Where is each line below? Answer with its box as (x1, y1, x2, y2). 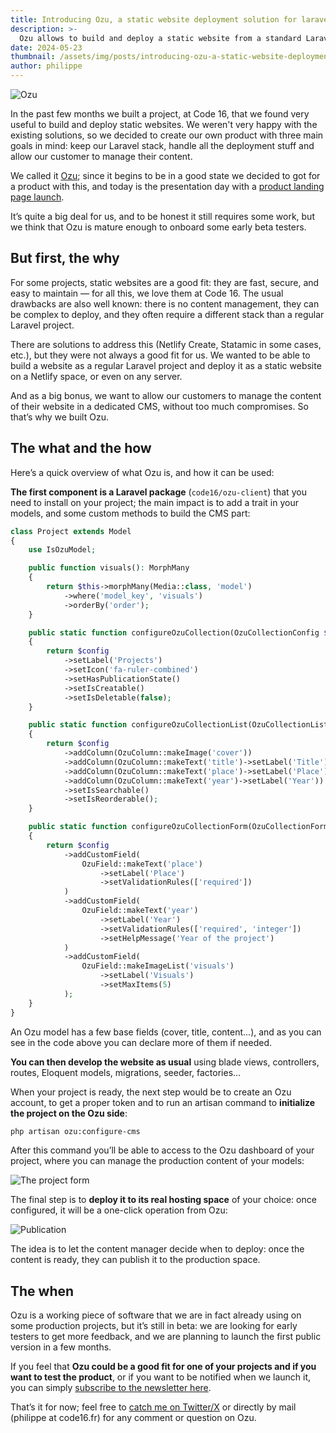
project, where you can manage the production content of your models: (10, 1155, 305, 1167)
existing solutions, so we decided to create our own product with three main (10, 129, 324, 141)
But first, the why (10, 250, 120, 267)
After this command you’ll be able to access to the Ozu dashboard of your (10, 1144, 315, 1156)
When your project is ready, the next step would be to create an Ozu (10, 1086, 292, 1098)
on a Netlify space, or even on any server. (10, 370, 183, 382)
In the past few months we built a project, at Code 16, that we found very (10, 108, 310, 120)
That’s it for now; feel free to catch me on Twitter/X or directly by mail (10, 1401, 297, 1413)
